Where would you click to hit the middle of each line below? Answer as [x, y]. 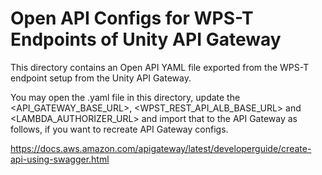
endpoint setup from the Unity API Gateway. [101, 78]
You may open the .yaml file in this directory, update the [125, 97]
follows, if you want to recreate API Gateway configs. [119, 129]
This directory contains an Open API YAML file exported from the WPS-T [160, 67]
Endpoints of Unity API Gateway [146, 39]
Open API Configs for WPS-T [132, 18]
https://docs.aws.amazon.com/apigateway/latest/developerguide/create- [161, 148]
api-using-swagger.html [60, 159]
